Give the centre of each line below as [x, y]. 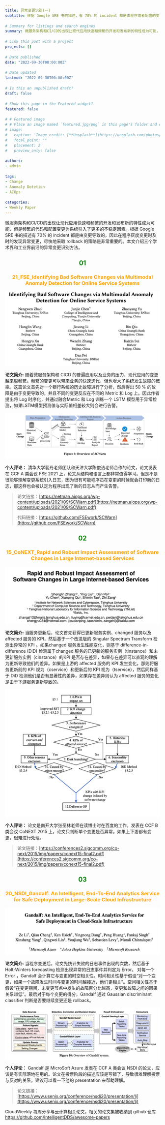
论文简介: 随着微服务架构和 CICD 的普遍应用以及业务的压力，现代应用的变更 [82, 375]
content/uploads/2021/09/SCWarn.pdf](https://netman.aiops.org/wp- [87, 502]
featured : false [22, 109]
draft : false [18, 93]
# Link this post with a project [39, 42]
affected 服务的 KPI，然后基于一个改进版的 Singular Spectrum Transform [79, 639]
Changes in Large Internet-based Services [82, 558]
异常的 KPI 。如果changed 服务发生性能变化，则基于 [66, 645]
